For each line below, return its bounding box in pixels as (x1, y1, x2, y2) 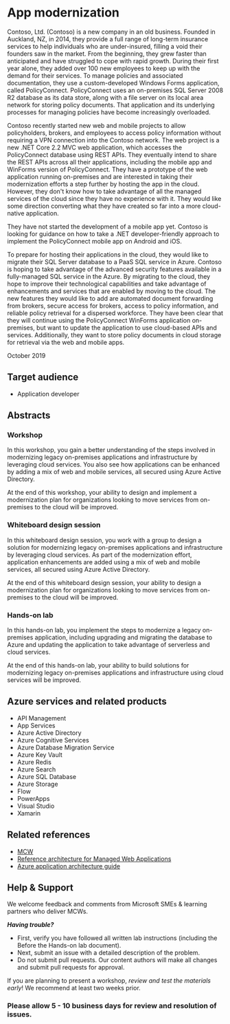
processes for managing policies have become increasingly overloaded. (7, 108, 211, 116)
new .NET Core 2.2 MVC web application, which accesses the (7, 143, 183, 151)
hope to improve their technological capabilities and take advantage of (7, 279, 207, 288)
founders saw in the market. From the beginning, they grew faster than (7, 50, 207, 58)
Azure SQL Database (16, 772, 77, 780)
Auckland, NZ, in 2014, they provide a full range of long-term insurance (7, 34, 209, 43)
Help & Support (7, 882, 74, 894)
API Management (16, 714, 67, 722)
